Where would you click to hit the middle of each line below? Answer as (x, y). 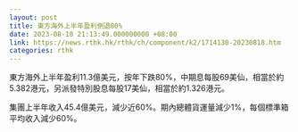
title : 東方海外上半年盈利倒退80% (66, 26)
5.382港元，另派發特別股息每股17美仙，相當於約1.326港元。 (120, 88)
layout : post (33, 17)
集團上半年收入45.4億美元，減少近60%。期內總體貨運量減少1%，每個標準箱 (149, 107)
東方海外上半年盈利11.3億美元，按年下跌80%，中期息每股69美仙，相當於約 (147, 78)
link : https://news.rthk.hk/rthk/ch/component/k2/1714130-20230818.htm (145, 42)
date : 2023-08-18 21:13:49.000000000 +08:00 (93, 34)
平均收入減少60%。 (46, 119)
